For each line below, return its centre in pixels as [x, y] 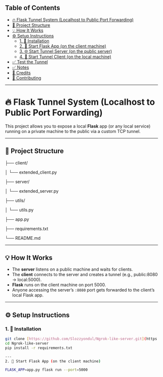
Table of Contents [33, 8]
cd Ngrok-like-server [27, 343]
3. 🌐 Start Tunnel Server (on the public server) [66, 51]
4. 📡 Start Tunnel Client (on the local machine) [65, 57]
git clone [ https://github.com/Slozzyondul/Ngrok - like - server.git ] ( [76, 339]
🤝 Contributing [26, 78]
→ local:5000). [27, 280]
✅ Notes [20, 67]
